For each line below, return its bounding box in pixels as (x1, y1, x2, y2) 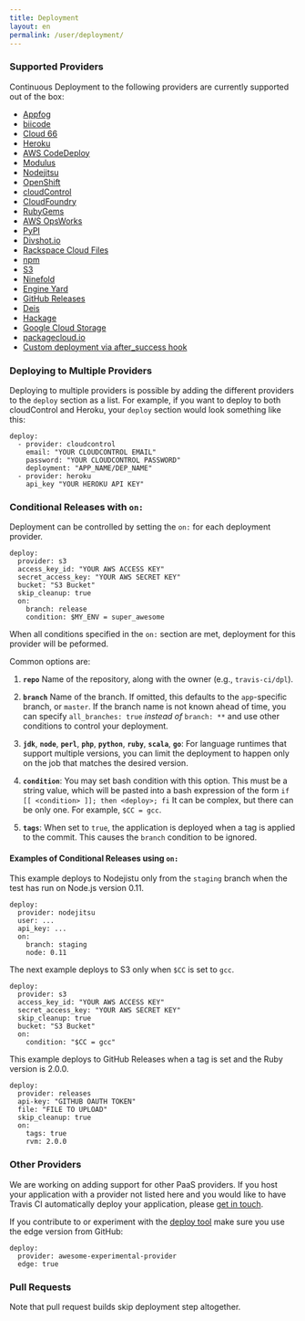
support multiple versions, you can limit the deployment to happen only (22, 748, 290, 759)
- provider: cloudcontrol (17, 439, 117, 448)
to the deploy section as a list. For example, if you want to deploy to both (9, 394, 281, 405)
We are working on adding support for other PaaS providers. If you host (9, 1179, 278, 1190)
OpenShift (22, 176, 61, 187)
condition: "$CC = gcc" (25, 1038, 117, 1047)
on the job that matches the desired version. (22, 758, 188, 769)
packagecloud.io (22, 331, 86, 342)
